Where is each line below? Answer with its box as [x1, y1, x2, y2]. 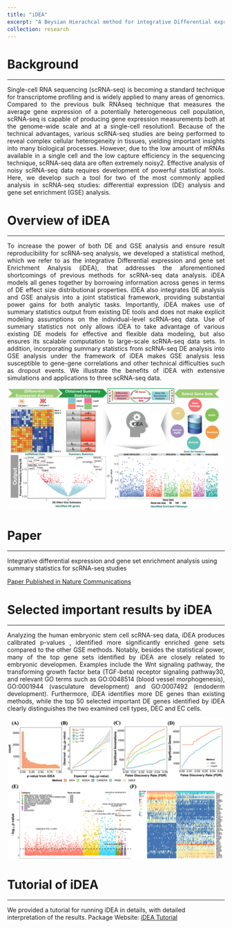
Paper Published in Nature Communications [7, 577, 131, 586]
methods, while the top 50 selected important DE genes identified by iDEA [7, 697, 225, 706]
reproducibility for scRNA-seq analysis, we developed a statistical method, [7, 249, 225, 258]
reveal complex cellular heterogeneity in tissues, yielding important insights [7, 137, 225, 145]
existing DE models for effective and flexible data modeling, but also [7, 330, 225, 338]
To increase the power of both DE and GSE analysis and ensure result [7, 242, 225, 250]
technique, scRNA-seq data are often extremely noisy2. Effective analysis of [7, 159, 225, 167]
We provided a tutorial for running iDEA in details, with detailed [7, 906, 186, 914]
